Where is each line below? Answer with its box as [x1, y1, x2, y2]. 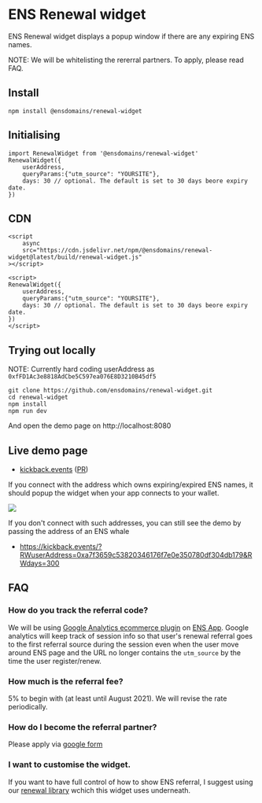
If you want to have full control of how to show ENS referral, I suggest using [8, 777, 253, 786]
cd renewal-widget [8, 393, 68, 402]
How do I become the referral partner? [8, 721, 157, 732]
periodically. [8, 702, 49, 711]
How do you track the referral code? [8, 605, 149, 616]
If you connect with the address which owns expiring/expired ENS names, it [8, 480, 253, 489]
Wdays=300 [19, 558, 60, 568]
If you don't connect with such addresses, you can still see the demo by [8, 518, 242, 528]
